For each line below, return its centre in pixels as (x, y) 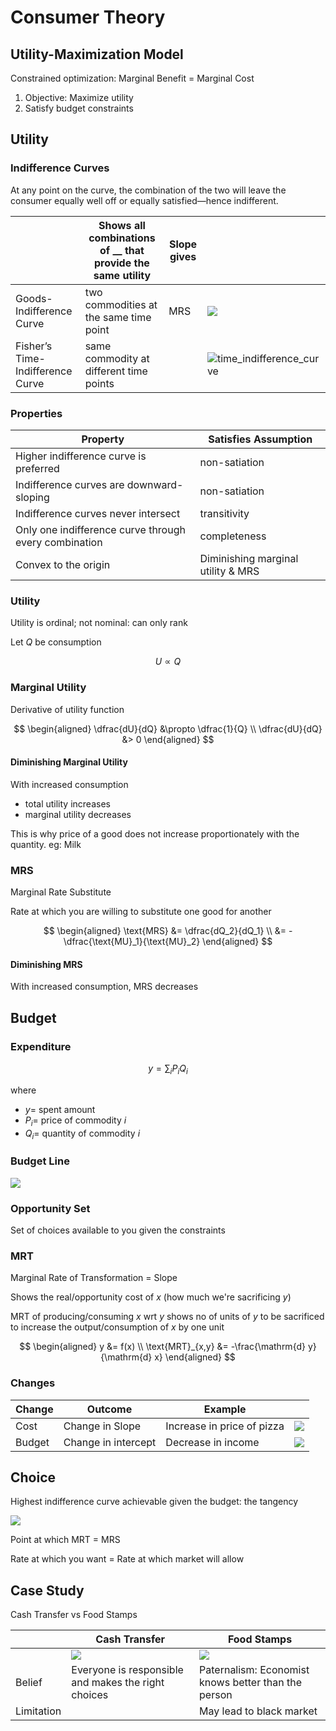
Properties (36, 413)
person (216, 1695)
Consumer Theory (88, 17)
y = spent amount (60, 1109)
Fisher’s (34, 346)
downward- (155, 484)
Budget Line (40, 1161)
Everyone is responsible (127, 1670)
